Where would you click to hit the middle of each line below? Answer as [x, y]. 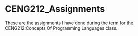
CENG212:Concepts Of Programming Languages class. [61, 28]
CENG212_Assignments [55, 9]
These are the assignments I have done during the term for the [69, 23]
